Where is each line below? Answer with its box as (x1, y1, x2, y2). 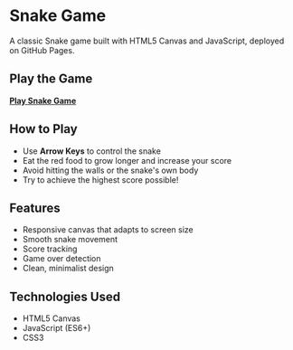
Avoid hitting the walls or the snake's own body (22, 165, 199, 175)
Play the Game (9, 71, 93, 87)
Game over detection (22, 253, 101, 264)
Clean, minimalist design (22, 263, 115, 274)
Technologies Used (9, 289, 120, 304)
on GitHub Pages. (9, 44, 75, 55)
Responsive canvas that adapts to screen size (22, 224, 194, 235)
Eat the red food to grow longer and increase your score (22, 155, 232, 166)
